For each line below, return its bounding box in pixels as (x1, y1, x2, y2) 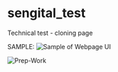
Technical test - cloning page (7, 29, 93, 37)
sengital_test (7, 5, 86, 21)
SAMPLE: (7, 42, 35, 51)
